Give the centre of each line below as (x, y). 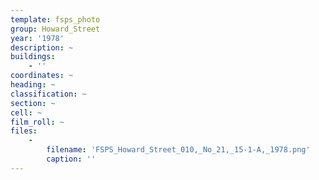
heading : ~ (33, 85)
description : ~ (42, 47)
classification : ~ (48, 94)
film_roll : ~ (37, 122)
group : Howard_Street (55, 29)
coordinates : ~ (42, 76)
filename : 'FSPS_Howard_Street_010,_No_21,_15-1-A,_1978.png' (178, 150)
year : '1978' (37, 38)
